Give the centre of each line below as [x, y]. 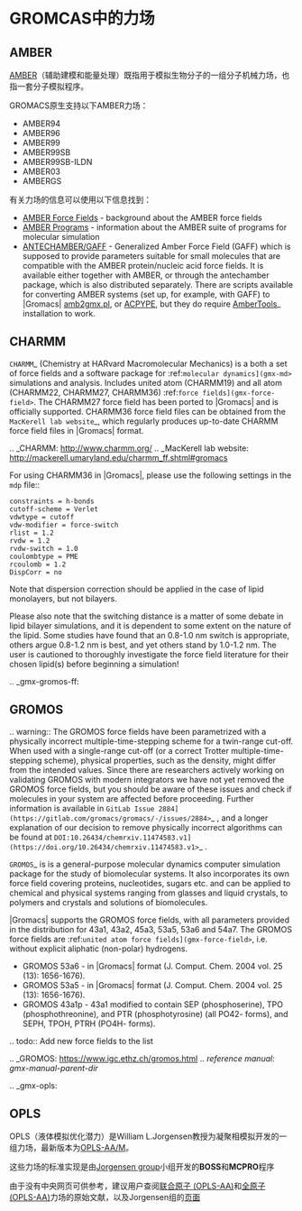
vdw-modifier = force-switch [64, 525]
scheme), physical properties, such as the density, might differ [160, 760]
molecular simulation [61, 237]
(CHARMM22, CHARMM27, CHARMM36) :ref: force [104, 392]
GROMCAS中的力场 [82, 18]
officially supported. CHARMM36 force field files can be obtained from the [148, 411]
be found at [31, 837]
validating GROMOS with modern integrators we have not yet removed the [147, 779]
